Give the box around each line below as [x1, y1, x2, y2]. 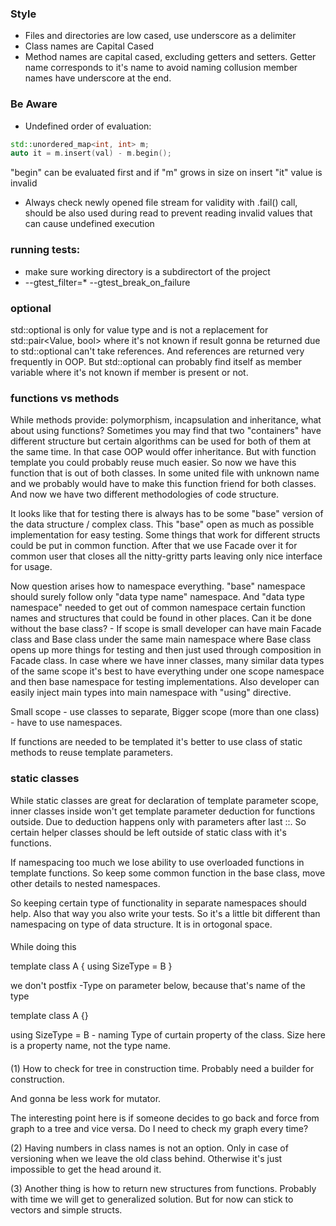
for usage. [10, 561, 53, 573]
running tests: [10, 243, 81, 257]
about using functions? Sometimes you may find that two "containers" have [10, 425, 322, 437]
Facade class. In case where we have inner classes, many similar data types [10, 655, 325, 667]
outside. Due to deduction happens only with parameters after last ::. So [10, 815, 307, 827]
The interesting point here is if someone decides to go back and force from [10, 1112, 320, 1124]
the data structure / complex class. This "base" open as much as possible [10, 518, 315, 531]
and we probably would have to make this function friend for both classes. [10, 478, 317, 490]
